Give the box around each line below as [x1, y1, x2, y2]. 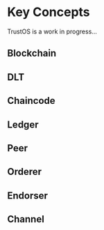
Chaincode [7, 95, 55, 107]
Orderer [7, 166, 42, 178]
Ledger [7, 118, 39, 130]
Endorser [7, 190, 49, 201]
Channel [7, 213, 45, 225]
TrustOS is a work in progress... [7, 27, 97, 36]
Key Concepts [7, 4, 90, 20]
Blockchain [7, 47, 57, 59]
